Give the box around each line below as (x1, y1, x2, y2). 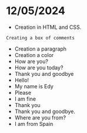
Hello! (14, 77, 29, 84)
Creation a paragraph (14, 45, 66, 52)
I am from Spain (14, 120, 53, 127)
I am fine (14, 95, 36, 102)
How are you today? (14, 64, 63, 71)
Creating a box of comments (6, 35, 75, 41)
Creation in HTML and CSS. (14, 24, 82, 31)
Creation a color (14, 51, 54, 58)
